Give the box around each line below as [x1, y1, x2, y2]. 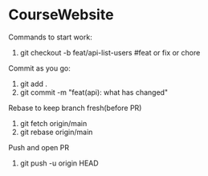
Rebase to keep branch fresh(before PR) [8, 103, 142, 113]
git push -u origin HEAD [19, 158, 99, 168]
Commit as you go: [8, 63, 71, 73]
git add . [19, 79, 48, 88]
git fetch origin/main [19, 118, 88, 128]
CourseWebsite [8, 6, 114, 24]
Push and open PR [8, 142, 70, 152]
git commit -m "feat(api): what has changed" [19, 87, 169, 97]
